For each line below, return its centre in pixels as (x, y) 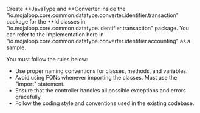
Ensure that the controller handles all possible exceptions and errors (101, 90)
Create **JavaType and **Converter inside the (66, 9)
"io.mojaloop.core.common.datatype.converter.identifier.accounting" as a (98, 41)
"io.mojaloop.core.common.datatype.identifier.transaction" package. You (98, 28)
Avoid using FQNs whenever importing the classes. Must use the (96, 77)
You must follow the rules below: (47, 59)
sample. (16, 47)
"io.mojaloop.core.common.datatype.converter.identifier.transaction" (93, 15)
